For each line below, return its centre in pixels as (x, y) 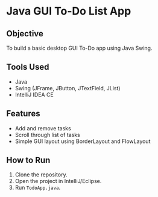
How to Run (28, 160)
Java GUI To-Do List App (69, 11)
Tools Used (28, 67)
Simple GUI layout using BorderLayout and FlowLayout (83, 141)
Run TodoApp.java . (38, 188)
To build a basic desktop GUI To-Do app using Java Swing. (79, 48)
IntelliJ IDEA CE (34, 95)
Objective (25, 34)
